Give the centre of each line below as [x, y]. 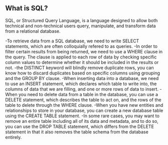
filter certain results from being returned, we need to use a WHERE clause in [84, 51]
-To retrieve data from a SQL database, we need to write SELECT [72, 41]
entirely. [14, 137]
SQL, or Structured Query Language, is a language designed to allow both [81, 20]
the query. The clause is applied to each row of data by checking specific [81, 57]
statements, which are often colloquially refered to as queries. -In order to [81, 46]
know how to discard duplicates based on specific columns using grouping [83, 73]
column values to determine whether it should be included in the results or [82, 62]
